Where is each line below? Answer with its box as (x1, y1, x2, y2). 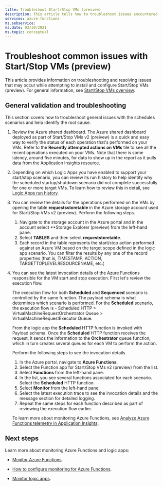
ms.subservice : (5, 20, 36, 26)
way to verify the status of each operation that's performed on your (12, 139, 147, 145)
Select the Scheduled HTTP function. (19, 380, 95, 385)
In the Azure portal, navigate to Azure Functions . (19, 359, 118, 365)
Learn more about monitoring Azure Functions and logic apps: (5, 447, 129, 453)
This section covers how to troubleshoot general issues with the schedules (5, 114, 155, 120)
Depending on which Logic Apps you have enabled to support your (12, 169, 147, 175)
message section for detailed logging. (19, 395, 95, 401)
